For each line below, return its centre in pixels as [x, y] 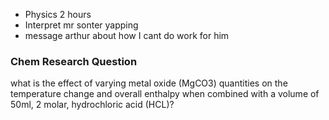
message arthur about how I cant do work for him [127, 35]
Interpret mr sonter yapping [81, 25]
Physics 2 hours [58, 14]
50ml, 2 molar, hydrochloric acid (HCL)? [92, 105]
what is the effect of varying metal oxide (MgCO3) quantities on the [149, 83]
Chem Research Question [74, 61]
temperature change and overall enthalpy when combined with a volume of [165, 94]
